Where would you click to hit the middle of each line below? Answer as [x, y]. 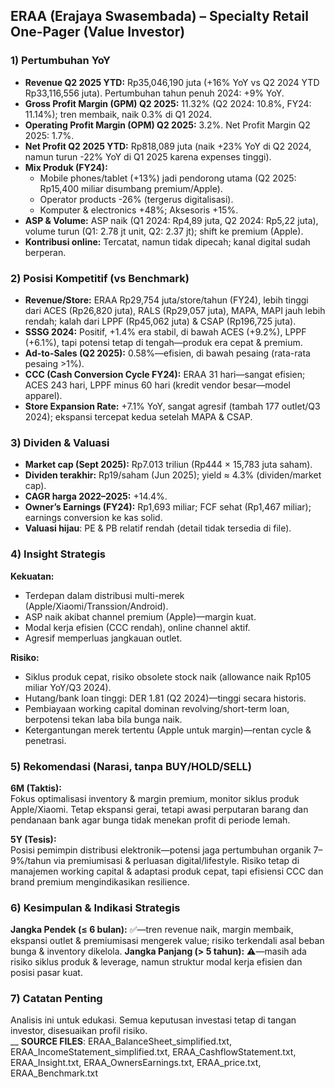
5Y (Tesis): [33, 839]
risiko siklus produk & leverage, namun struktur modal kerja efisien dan [156, 962]
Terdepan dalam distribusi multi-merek [104, 595]
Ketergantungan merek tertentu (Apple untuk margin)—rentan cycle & [168, 730]
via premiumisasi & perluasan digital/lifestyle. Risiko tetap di [176, 860]
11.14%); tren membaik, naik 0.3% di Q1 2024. [118, 114]
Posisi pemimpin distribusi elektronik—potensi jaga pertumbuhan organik [161, 850]
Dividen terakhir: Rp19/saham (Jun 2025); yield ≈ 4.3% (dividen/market [173, 475]
